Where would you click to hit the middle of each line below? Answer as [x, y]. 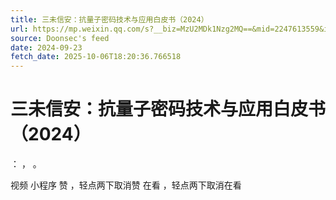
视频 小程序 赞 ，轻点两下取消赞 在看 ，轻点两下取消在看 [126, 185]
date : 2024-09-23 [46, 47]
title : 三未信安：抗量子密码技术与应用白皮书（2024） [109, 19]
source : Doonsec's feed [60, 38]
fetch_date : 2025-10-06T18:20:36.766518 [96, 57]
